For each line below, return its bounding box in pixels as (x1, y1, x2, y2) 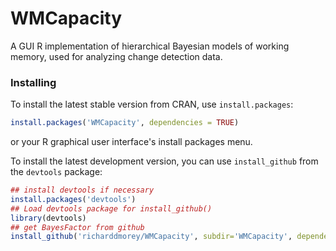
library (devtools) (10, 213, 87, 223)
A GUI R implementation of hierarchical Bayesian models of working (10, 40, 290, 52)
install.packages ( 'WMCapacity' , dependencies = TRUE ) (10, 118, 240, 128)
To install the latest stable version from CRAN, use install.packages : (10, 98, 294, 111)
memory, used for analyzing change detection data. (10, 50, 223, 62)
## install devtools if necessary (10, 185, 155, 196)
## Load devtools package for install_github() (10, 203, 213, 214)
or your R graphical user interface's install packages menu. (10, 136, 253, 148)
